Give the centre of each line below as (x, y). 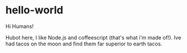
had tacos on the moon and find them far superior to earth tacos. (84, 44)
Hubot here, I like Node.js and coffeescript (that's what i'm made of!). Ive (93, 37)
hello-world (35, 10)
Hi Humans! (20, 26)
